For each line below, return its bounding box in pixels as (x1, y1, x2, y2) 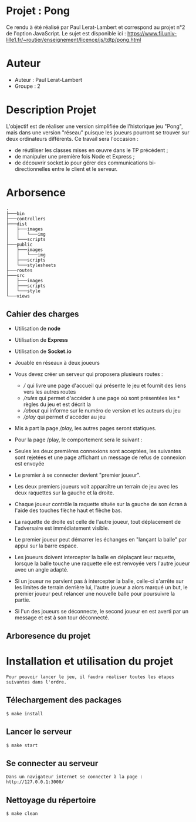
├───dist (6, 221, 28, 227)
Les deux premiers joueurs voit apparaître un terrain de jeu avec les (14, 483, 178, 490)
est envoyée (14, 460, 45, 467)
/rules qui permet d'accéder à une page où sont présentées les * (23, 394, 180, 401)
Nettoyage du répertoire (6, 795, 96, 805)
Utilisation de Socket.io (14, 348, 72, 355)
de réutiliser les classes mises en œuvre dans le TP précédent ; (14, 146, 168, 154)
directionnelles (14, 165, 51, 172)
